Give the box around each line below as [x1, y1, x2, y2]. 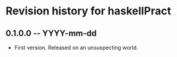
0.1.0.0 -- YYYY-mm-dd [5, 28, 97, 38]
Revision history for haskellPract [5, 4, 172, 18]
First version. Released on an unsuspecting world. [14, 44, 139, 51]
